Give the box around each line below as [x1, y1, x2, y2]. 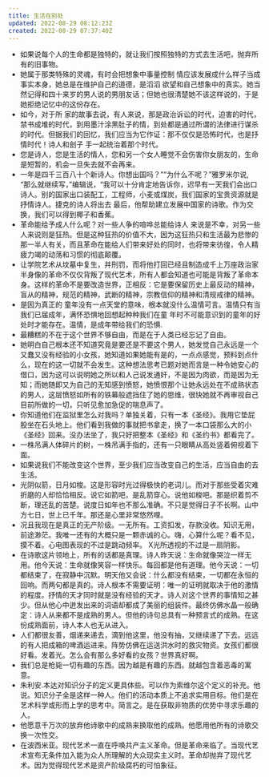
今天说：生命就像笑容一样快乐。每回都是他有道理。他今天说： [41, 560, 245, 570]
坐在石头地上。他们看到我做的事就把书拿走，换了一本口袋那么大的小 [26, 420, 252, 429]
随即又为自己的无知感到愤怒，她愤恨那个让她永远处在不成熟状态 [47, 380, 259, 389]
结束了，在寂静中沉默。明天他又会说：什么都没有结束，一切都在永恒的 [26, 570, 259, 580]
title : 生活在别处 [8, 11, 64, 20]
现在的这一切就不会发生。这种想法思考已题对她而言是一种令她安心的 [34, 360, 259, 369]
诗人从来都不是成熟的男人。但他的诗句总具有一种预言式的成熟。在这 [34, 610, 259, 620]
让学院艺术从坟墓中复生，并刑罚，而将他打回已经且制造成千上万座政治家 [19, 260, 259, 269]
